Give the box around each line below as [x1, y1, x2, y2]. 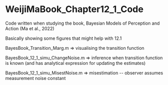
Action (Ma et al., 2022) [5, 25, 54, 31]
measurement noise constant [5, 75, 66, 81]
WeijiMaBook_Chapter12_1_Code [5, 4, 144, 15]
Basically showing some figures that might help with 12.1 [5, 35, 122, 41]
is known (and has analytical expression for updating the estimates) [5, 60, 146, 66]
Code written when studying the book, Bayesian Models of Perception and [5, 20, 160, 26]
